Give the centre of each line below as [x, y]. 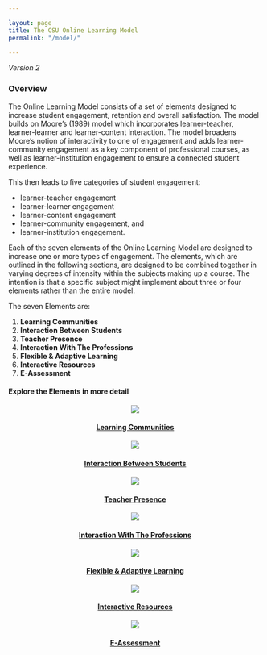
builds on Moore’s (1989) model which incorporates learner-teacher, [121, 123]
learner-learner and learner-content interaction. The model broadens [123, 132]
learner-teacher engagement [68, 198]
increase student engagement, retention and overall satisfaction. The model [134, 115]
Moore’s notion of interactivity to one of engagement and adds [112, 140]
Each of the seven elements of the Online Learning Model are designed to [130, 248]
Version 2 [24, 68]
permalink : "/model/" [45, 38]
